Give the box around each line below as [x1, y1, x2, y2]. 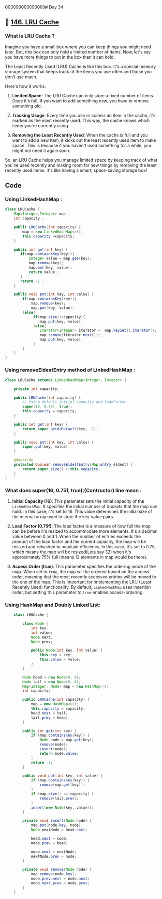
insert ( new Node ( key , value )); [30, 805, 94, 810]
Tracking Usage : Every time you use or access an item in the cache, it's [12, 112, 156, 118]
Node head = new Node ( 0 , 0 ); [22, 675, 81, 679]
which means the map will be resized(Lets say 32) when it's [12, 549, 132, 555]
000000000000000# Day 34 [5, 4, 64, 10]
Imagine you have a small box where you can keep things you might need [5, 44, 151, 50]
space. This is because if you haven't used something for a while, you [12, 142, 151, 148]
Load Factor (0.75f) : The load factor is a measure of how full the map [12, 523, 151, 529]
